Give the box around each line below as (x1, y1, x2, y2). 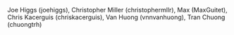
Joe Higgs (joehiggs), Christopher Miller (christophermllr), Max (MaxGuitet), (7, 6, 228, 14)
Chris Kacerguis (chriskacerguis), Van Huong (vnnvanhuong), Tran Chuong (7, 13, 226, 21)
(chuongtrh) (7, 21, 42, 28)
